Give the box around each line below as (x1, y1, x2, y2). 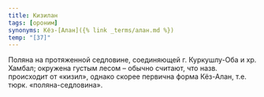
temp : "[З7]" (8, 33, 51, 42)
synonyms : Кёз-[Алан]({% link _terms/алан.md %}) (8, 26, 175, 34)
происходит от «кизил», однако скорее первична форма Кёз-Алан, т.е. (8, 72, 247, 81)
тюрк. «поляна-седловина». (8, 80, 103, 90)
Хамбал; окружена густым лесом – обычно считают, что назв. (8, 64, 218, 73)
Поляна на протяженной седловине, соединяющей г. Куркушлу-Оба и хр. (8, 55, 257, 65)
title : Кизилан (8, 11, 58, 20)
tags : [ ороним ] (8, 19, 58, 27)
